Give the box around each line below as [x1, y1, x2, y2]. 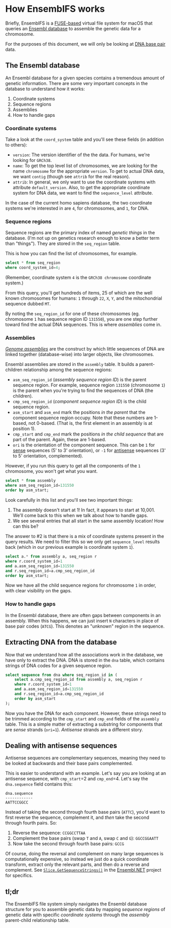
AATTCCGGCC [5, 800, 29, 805]
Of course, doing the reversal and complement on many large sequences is [5, 851, 164, 857]
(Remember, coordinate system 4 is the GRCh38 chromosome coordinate [5, 275, 152, 281]
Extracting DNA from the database [5, 638, 117, 647]
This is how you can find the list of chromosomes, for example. [5, 251, 138, 257]
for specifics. [5, 872, 33, 879]
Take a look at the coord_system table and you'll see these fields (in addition [5, 136, 164, 142]
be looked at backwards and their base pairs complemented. [5, 760, 133, 767]
